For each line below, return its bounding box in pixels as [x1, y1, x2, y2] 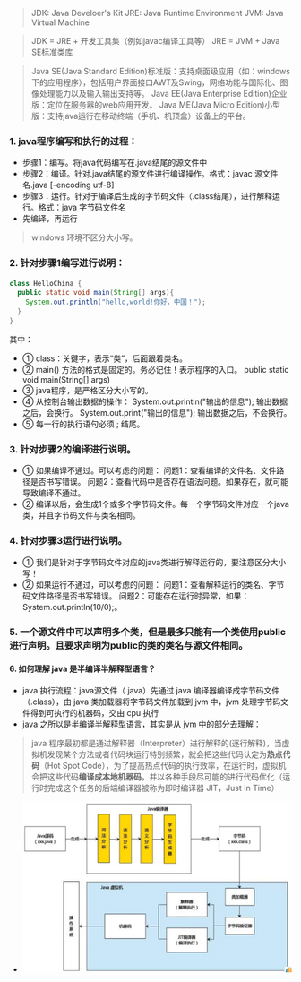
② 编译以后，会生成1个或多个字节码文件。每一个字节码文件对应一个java [21, 499, 289, 510]
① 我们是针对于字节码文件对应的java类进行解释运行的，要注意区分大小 [21, 556, 287, 567]
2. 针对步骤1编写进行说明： [9, 257, 125, 270]
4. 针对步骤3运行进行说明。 [9, 535, 127, 547]
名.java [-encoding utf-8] [21, 179, 115, 191]
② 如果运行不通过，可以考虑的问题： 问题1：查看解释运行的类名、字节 [21, 579, 285, 590]
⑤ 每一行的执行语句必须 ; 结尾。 [21, 418, 145, 429]
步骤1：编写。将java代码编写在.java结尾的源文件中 [21, 157, 208, 168]
